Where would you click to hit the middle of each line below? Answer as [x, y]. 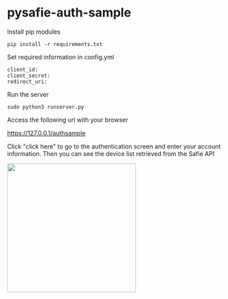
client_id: [23, 69]
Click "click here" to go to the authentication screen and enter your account [114, 146]
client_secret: [29, 76]
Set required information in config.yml [61, 57]
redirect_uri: [27, 81]
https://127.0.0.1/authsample [46, 133]
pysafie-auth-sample [69, 13]
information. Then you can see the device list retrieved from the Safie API [111, 153]
